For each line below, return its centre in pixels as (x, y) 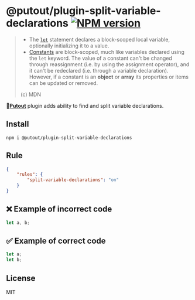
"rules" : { (30, 175)
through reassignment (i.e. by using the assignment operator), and (109, 64)
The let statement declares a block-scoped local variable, (99, 39)
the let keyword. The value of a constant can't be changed (101, 58)
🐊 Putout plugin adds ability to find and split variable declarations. (85, 105)
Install (18, 124)
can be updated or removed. (64, 83)
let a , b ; (18, 223)
